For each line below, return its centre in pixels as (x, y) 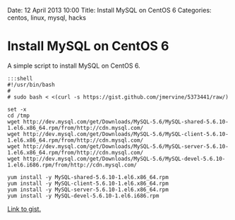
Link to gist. (24, 209)
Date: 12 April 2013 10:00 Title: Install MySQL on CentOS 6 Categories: (109, 10)
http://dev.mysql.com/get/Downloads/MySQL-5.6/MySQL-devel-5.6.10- (124, 159)
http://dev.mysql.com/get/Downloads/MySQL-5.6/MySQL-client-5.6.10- (126, 134)
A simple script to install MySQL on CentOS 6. (74, 66)
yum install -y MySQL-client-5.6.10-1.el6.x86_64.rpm (88, 183)
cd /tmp (19, 116)
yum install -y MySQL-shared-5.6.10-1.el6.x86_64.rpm (88, 177)
